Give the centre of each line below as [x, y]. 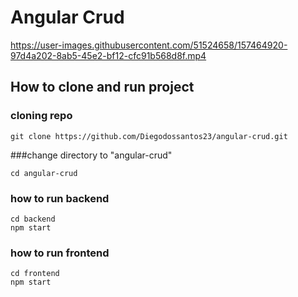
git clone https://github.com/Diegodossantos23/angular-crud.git [149, 136]
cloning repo [41, 116]
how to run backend [60, 198]
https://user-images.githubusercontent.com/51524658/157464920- [149, 45]
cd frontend [35, 274]
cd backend [33, 219]
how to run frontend [60, 253]
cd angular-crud [44, 173]
